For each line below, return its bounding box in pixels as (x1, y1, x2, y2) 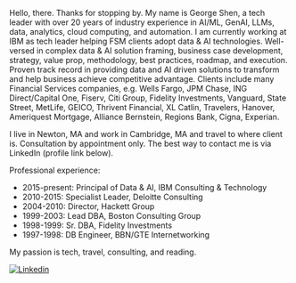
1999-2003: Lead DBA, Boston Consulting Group (21, 211, 201, 221)
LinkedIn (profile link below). (9, 148, 114, 158)
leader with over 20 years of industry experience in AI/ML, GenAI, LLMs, (9, 17, 275, 28)
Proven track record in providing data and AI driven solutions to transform (9, 64, 280, 75)
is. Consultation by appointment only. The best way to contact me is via (9, 138, 272, 149)
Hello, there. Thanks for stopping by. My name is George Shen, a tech (9, 8, 266, 18)
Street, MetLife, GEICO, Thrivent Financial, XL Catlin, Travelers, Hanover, (9, 102, 275, 112)
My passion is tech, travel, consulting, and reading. (9, 247, 197, 257)
